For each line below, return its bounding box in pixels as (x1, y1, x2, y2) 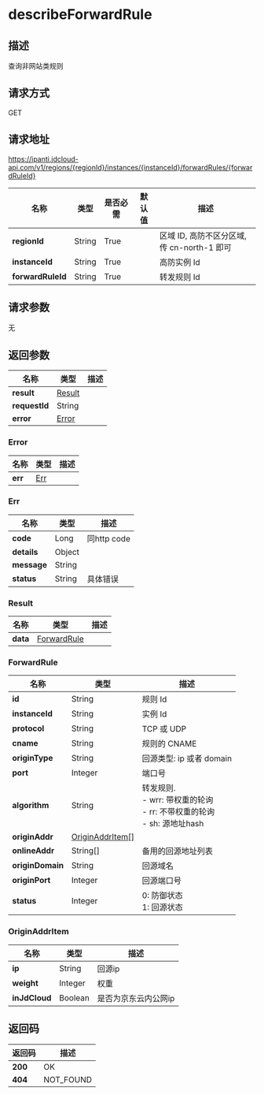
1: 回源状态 (141, 902, 183, 913)
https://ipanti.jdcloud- (8, 154, 79, 163)
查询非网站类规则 (8, 61, 64, 70)
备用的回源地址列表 (141, 846, 214, 857)
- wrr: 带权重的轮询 (141, 795, 214, 806)
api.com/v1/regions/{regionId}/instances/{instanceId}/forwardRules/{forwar (8, 162, 253, 172)
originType (12, 753, 53, 764)
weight (12, 978, 39, 989)
